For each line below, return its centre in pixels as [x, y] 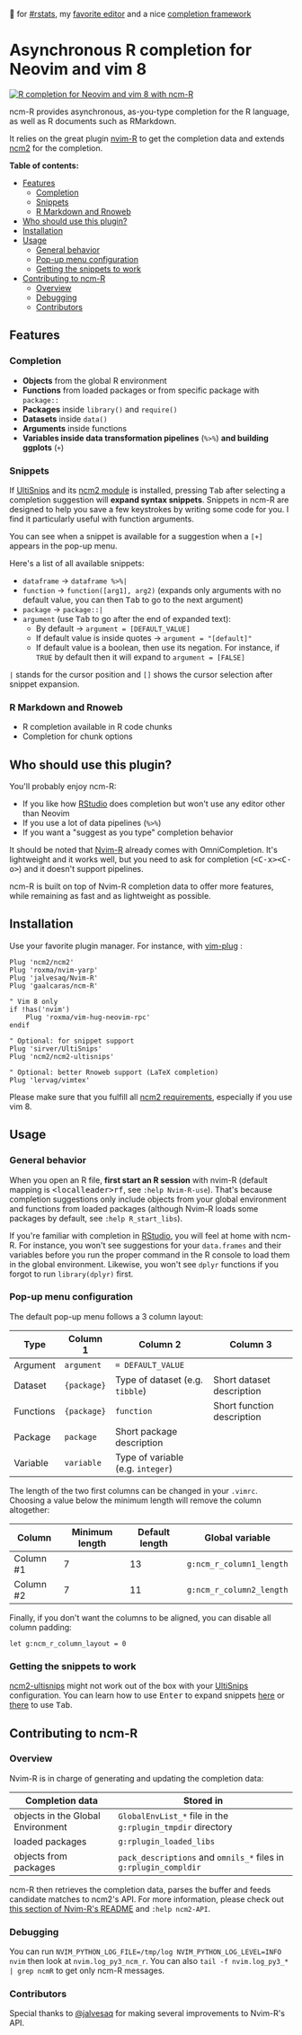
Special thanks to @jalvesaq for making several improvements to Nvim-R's [147, 2013]
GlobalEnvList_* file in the [173, 1816]
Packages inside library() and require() [100, 409]
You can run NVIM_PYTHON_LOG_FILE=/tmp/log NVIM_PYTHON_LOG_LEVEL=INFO [145, 1951]
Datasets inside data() [65, 419]
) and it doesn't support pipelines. [81, 869]
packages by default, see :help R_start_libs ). [96, 1218]
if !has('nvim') [40, 1009]
